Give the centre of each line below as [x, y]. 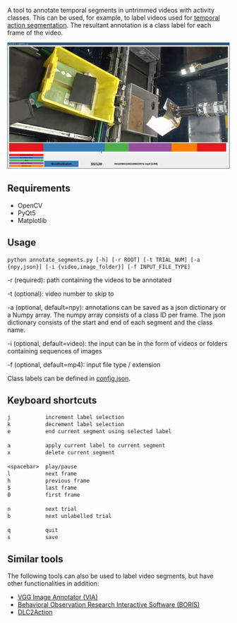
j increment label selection [66, 418]
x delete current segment [61, 453]
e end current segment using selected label [90, 432]
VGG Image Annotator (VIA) [57, 597]
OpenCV [30, 205]
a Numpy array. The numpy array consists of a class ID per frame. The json [116, 315]
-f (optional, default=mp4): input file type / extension [84, 364]
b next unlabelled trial [60, 516]
